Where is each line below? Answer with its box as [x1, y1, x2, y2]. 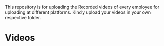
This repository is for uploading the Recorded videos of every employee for [5, 4, 160, 10]
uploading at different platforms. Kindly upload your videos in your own [5, 9, 151, 15]
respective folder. [5, 15, 41, 20]
